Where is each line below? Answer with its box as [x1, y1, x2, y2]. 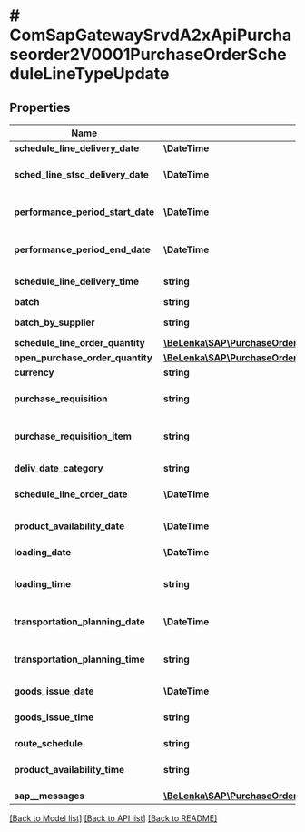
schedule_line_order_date [14, 488, 129, 501]
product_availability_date [14, 520, 125, 533]
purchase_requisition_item [14, 430, 132, 442]
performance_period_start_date [14, 206, 155, 218]
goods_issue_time [14, 711, 94, 724]
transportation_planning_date [14, 615, 145, 628]
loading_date [14, 546, 72, 558]
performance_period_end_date [14, 243, 152, 256]
